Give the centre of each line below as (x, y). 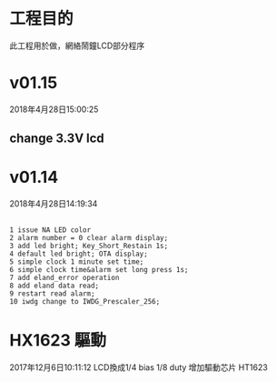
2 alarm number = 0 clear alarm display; (89, 237)
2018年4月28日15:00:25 (54, 109)
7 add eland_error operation (64, 277)
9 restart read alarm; (52, 293)
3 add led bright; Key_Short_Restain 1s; (89, 246)
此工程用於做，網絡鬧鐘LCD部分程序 (77, 45)
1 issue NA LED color (50, 230)
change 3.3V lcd (57, 139)
